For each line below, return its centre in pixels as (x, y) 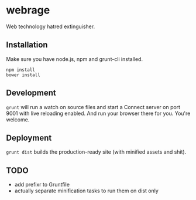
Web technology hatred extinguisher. (51, 26)
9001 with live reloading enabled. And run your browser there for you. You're (98, 113)
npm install (20, 70)
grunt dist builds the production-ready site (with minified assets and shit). (96, 152)
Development (31, 93)
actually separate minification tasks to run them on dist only (87, 191)
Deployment (29, 138)
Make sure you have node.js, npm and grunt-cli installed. (75, 59)
